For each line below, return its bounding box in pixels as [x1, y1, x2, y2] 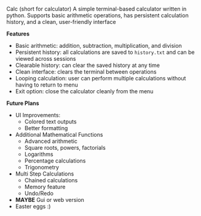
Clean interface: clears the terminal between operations [15, 68, 157, 75]
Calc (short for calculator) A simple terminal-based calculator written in [6, 6, 187, 12]
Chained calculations [24, 177, 78, 183]
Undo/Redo [24, 190, 54, 197]
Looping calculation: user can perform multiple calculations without [15, 75, 186, 82]
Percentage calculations [24, 157, 86, 164]
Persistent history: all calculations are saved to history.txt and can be [15, 48, 195, 56]
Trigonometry [24, 164, 60, 171]
